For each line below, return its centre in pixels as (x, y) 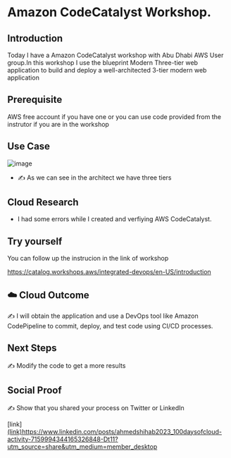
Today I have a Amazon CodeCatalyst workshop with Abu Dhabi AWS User (115, 55)
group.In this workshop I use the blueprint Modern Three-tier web (103, 63)
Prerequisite (35, 100)
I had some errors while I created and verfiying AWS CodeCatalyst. (114, 219)
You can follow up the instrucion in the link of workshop (88, 259)
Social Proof (35, 391)
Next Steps (32, 348)
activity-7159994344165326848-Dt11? (63, 439)
